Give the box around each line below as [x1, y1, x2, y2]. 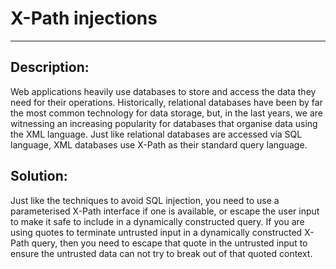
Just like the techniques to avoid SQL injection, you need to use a [10, 194, 280, 206]
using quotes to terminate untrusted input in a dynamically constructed [10, 226, 303, 238]
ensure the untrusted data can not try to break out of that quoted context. [10, 247, 313, 259]
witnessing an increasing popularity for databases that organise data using [10, 117, 318, 129]
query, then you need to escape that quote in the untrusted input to [31, 237, 308, 249]
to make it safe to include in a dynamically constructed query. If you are [10, 215, 305, 227]
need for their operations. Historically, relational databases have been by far [10, 96, 323, 108]
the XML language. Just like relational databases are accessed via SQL [10, 128, 303, 140]
